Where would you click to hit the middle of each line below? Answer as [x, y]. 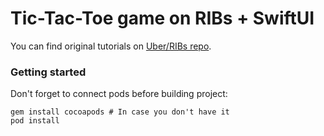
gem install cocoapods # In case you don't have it [120, 112]
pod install [35, 121]
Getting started [48, 72]
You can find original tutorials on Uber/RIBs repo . [111, 46]
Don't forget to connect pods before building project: [119, 94]
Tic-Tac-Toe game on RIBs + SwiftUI [162, 18]
